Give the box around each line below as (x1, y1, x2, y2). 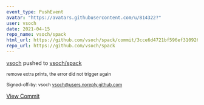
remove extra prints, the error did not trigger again (6, 71, 111, 77)
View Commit (6, 92, 40, 100)
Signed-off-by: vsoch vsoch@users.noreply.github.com (6, 81, 123, 88)
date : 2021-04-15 (6, 25, 50, 32)
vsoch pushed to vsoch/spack (6, 59, 82, 67)
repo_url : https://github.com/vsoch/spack (6, 43, 115, 49)
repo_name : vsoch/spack (6, 32, 67, 38)
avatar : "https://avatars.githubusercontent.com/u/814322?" (6, 15, 162, 21)
